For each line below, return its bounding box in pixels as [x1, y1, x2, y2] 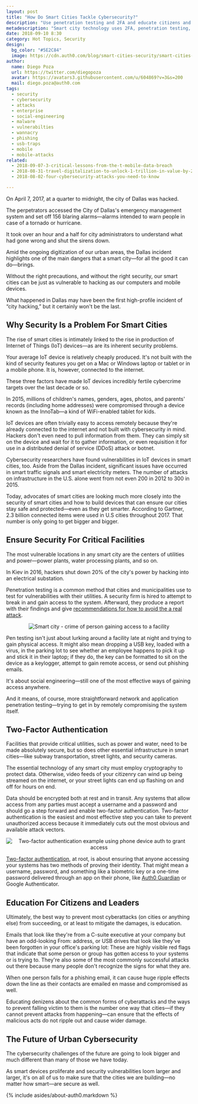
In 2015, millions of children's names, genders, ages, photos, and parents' [6, 395, 186, 403]
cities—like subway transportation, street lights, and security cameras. [6, 753, 177, 760]
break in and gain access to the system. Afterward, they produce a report [6, 598, 184, 606]
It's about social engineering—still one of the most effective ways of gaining [6, 677, 191, 684]
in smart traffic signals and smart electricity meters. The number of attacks [6, 468, 188, 475]
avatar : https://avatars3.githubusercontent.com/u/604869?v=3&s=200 [11, 75, 183, 81]
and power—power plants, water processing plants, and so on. [6, 557, 159, 564]
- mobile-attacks [11, 152, 54, 157]
